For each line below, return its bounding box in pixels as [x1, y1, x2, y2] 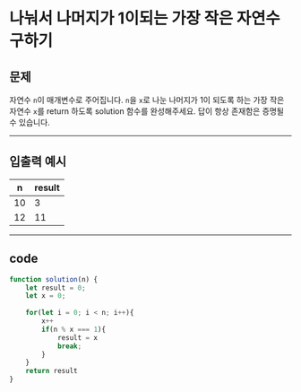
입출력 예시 [9, 154, 67, 170]
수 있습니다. [9, 118, 51, 127]
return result [25, 367, 78, 376]
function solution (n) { [9, 274, 99, 283]
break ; [56, 342, 82, 351]
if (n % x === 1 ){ [41, 325, 106, 334]
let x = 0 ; [25, 292, 66, 301]
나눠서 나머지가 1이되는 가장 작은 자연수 [9, 8, 280, 29]
